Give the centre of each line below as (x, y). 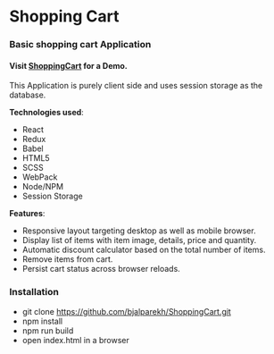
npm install (42, 321)
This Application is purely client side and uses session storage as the (136, 86)
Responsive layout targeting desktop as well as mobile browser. (139, 231)
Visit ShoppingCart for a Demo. (68, 65)
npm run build (48, 330)
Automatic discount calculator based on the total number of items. (144, 250)
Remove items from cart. (67, 259)
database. (28, 95)
